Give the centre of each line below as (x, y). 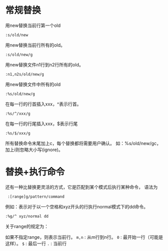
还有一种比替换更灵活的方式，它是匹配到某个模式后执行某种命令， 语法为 (81, 187)
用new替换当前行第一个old (33, 25)
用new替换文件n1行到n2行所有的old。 (44, 64)
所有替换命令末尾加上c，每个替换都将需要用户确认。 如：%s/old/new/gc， (83, 143)
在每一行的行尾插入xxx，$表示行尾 (41, 123)
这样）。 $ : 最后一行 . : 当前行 (36, 243)
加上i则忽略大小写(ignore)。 (34, 150)
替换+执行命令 (35, 172)
